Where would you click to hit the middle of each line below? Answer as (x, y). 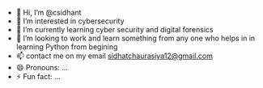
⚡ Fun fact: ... (38, 76)
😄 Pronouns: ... (42, 67)
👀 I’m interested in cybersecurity (70, 21)
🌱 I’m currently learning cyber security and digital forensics (115, 29)
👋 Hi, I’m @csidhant (49, 13)
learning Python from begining (67, 47)
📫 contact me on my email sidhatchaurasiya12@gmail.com (114, 56)
